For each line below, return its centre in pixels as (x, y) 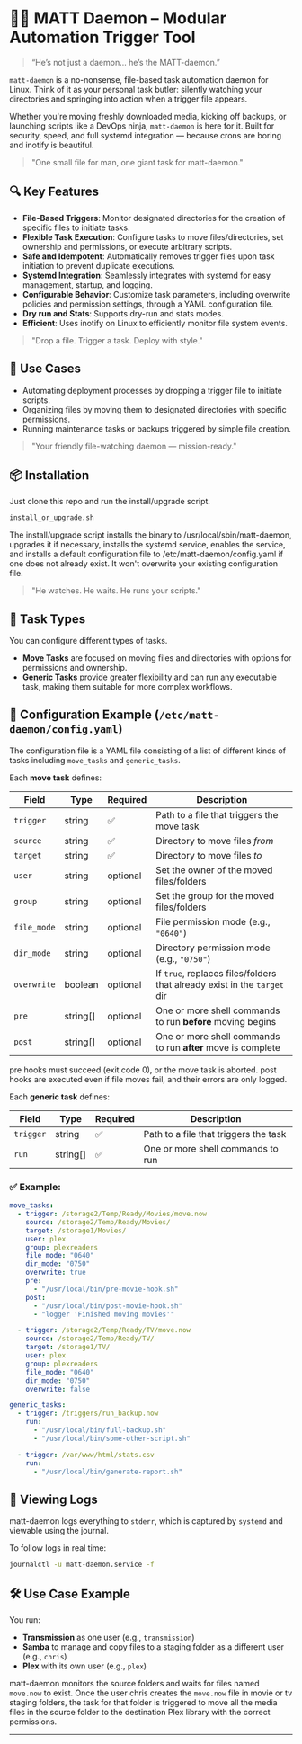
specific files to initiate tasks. (76, 227)
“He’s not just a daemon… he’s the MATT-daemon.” (125, 62)
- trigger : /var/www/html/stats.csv (86, 1455)
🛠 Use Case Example (70, 1593)
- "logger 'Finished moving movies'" (104, 1314)
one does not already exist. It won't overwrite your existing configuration (144, 564)
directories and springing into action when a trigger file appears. (129, 99)
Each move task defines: (55, 778)
